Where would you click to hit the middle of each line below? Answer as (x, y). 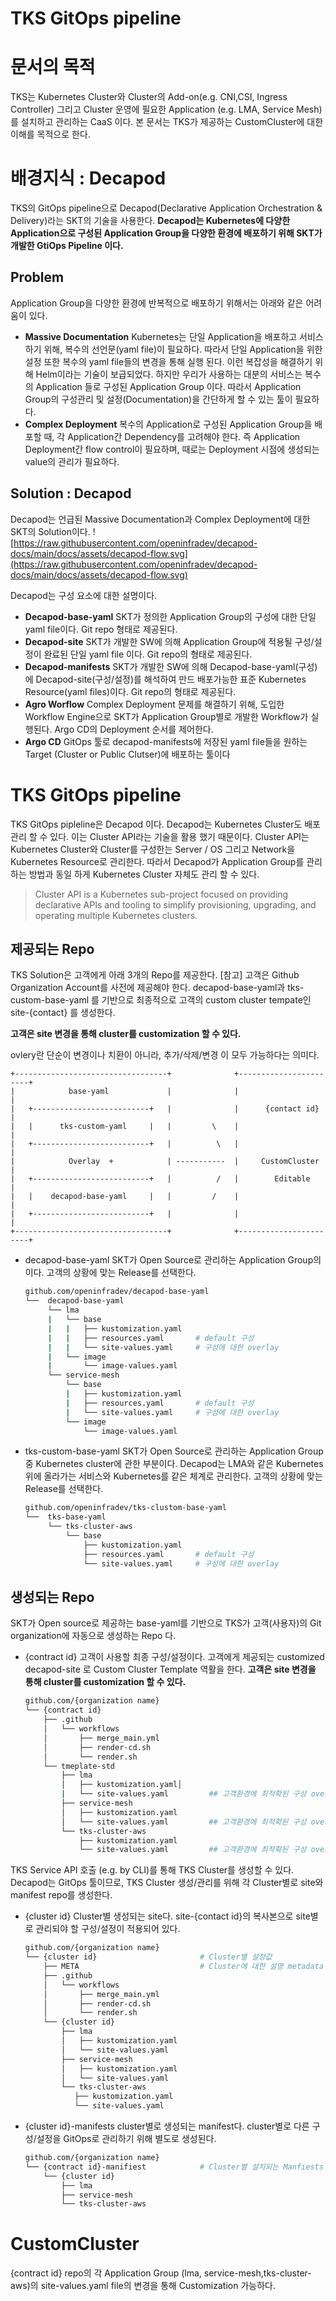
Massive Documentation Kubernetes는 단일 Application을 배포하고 (161, 336)
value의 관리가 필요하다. (72, 461)
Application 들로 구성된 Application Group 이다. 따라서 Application (168, 386)
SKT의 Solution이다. (50, 531)
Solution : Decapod (71, 493)
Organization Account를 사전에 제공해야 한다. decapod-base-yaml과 (148, 988)
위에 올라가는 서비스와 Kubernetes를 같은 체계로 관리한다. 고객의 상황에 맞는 (173, 1476)
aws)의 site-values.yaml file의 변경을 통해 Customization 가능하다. (143, 2286)
